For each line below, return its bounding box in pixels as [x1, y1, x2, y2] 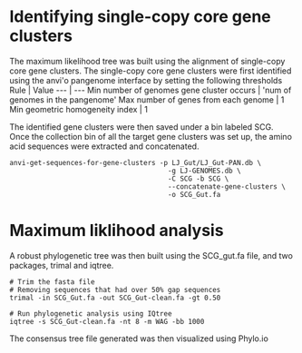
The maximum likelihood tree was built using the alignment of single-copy [9, 55, 286, 66]
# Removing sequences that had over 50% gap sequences [9, 285, 221, 294]
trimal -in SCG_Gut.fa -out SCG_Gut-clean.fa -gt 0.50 [9, 293, 221, 302]
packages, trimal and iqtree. [9, 260, 114, 270]
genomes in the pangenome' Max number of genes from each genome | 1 [9, 93, 285, 105]
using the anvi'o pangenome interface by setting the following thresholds [9, 74, 283, 85]
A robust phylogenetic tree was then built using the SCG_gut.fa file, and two [9, 250, 293, 260]
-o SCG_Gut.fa [167, 190, 221, 199]
